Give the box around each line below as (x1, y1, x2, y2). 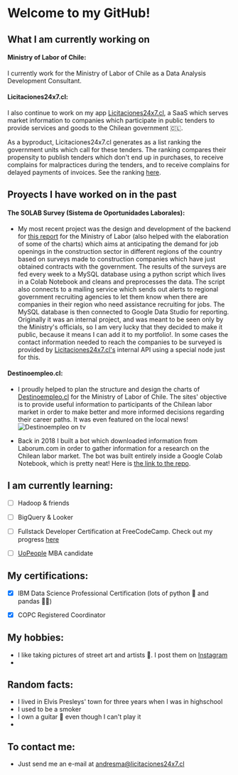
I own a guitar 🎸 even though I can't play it (17, 712, 141, 721)
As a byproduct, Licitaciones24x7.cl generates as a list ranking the (7, 137, 201, 146)
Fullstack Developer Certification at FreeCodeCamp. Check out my (17, 527, 213, 535)
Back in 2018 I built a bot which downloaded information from (17, 436, 198, 445)
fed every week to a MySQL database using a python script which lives (17, 269, 226, 278)
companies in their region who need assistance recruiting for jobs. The (17, 300, 225, 309)
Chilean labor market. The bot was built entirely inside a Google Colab (17, 451, 223, 460)
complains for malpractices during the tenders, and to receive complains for (7, 160, 229, 169)
